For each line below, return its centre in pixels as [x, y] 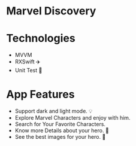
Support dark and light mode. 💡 [54, 111]
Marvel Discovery [51, 11]
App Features [40, 95]
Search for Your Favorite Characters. [60, 124]
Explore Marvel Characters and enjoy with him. [72, 118]
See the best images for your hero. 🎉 [60, 137]
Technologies [41, 39]
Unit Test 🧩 [28, 71]
